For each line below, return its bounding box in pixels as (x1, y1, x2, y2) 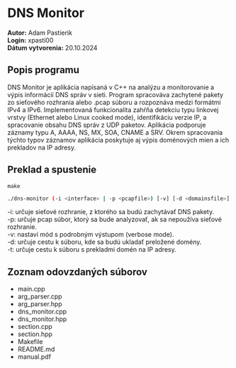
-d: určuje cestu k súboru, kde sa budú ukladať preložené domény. (7, 238, 202, 246)
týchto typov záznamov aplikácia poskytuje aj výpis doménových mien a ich (7, 135, 229, 144)
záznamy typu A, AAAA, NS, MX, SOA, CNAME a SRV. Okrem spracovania (7, 128, 223, 136)
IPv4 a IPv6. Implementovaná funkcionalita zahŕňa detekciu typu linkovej (7, 105, 219, 114)
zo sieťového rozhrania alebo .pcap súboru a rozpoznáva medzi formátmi (7, 98, 221, 106)
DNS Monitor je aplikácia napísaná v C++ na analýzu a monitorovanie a (7, 83, 215, 91)
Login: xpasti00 (7, 35, 54, 44)
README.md (17, 345, 55, 354)
